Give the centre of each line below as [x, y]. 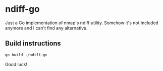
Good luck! [16, 64]
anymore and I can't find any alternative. [46, 28]
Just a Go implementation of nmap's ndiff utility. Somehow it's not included [82, 23]
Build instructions [33, 44]
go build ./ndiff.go [27, 55]
